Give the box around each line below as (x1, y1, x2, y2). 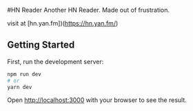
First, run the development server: (7, 57, 104, 65)
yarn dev (7, 83, 32, 90)
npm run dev (7, 70, 41, 78)
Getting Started (7, 39, 75, 51)
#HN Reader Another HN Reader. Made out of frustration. (7, 6, 170, 14)
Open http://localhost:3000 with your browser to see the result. (7, 96, 187, 104)
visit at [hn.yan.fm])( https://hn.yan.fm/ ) (7, 19, 119, 27)
